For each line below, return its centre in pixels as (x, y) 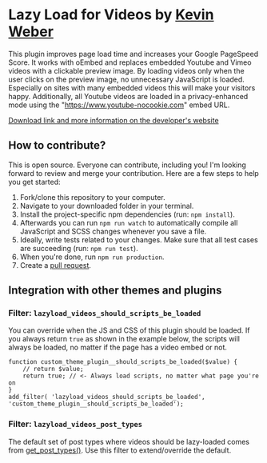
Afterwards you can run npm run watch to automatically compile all (129, 222)
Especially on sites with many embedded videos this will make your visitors (132, 88)
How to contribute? (57, 146)
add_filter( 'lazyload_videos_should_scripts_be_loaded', (107, 397)
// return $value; (53, 369)
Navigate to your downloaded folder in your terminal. (107, 206)
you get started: (35, 182)
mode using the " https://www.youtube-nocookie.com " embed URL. (119, 105)
